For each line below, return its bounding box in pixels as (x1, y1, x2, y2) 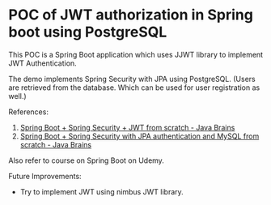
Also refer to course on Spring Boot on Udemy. (8, 156, 164, 165)
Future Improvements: (8, 171, 83, 181)
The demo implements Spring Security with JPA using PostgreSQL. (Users (8, 74, 256, 83)
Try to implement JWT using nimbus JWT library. (19, 186, 184, 196)
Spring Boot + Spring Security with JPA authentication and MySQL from (19, 131, 260, 141)
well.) (8, 91, 27, 100)
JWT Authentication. (8, 58, 77, 68)
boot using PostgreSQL (8, 23, 167, 41)
